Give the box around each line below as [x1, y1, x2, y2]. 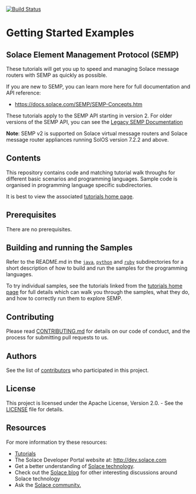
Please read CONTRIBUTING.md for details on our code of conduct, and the [6, 328, 190, 335]
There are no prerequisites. [6, 225, 72, 233]
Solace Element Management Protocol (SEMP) [6, 50, 180, 60]
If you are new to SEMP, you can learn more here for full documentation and [6, 83, 191, 90]
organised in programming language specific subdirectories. [6, 181, 153, 188]
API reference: [6, 89, 41, 96]
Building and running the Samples [6, 243, 133, 253]
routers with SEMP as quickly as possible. [6, 71, 108, 78]
